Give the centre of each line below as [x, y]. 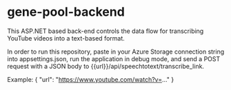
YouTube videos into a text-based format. [66, 38]
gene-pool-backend [66, 12]
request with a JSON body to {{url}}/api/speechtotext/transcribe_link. [106, 66]
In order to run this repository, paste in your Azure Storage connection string [116, 52]
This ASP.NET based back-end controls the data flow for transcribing [106, 31]
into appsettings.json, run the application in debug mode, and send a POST [114, 58]
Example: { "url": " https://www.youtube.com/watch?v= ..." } [91, 79]
